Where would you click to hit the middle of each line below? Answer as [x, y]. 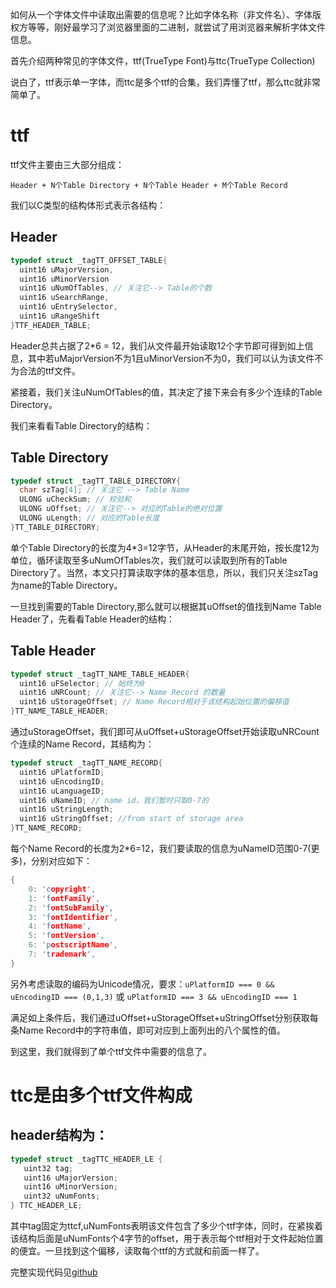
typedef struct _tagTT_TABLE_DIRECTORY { [96, 481]
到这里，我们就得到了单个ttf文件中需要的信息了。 [111, 1051]
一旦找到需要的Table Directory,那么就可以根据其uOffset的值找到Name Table [166, 606]
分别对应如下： [62, 861]
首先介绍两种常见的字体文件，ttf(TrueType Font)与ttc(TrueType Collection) [163, 61]
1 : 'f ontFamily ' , [64, 898]
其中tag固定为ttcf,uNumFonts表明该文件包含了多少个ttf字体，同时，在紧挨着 [167, 1226]
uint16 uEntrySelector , [68, 307]
